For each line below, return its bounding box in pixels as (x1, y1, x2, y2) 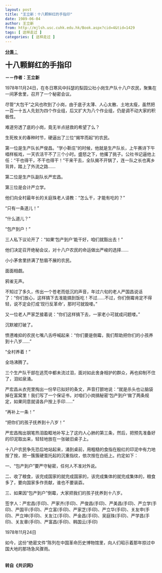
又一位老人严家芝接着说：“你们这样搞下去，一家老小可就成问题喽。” (5, 311, 140, 317)
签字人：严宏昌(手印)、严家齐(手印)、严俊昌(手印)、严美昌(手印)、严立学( (5, 500, 153, 506)
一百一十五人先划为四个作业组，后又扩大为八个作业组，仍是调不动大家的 (5, 108, 151, 113)
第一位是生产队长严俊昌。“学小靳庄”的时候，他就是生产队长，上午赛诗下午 (5, 145, 156, 151)
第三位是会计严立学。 (5, 184, 48, 190)
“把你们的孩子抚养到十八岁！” (5, 419, 65, 425)
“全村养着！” (5, 349, 31, 355)
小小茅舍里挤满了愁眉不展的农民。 (5, 257, 74, 263)
